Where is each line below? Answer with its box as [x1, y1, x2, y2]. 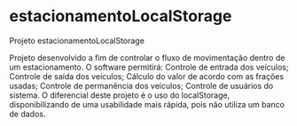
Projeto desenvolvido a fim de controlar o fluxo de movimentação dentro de [9, 52, 285, 63]
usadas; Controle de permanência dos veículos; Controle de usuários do [9, 80, 274, 91]
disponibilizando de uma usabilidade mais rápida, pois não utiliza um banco [9, 99, 285, 109]
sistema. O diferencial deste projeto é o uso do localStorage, [9, 90, 231, 100]
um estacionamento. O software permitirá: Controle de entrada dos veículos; [9, 62, 289, 72]
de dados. [9, 108, 46, 119]
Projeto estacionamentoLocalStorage [9, 35, 145, 46]
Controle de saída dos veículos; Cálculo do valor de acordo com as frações [9, 70, 285, 81]
